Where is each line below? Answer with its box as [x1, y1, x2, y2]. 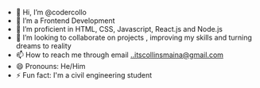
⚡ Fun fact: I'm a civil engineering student [15, 71, 153, 79]
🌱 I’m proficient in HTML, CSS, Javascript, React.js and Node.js [15, 25, 223, 33]
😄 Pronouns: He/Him [15, 62, 86, 71]
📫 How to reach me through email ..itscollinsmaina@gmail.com [15, 50, 224, 59]
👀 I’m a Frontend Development [15, 16, 115, 25]
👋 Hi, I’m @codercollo [15, 8, 87, 17]
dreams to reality [15, 41, 72, 51]
